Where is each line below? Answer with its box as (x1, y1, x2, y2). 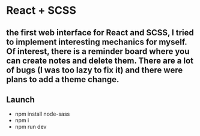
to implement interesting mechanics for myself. (6, 37, 187, 47)
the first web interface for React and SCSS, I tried (6, 28, 194, 38)
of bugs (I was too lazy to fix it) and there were (6, 65, 183, 75)
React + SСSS (6, 4, 76, 17)
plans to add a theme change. (6, 74, 120, 84)
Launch (6, 94, 35, 105)
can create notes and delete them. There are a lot (6, 55, 194, 66)
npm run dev (14, 123, 47, 131)
